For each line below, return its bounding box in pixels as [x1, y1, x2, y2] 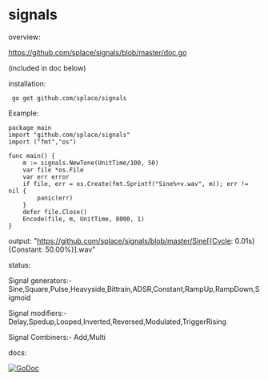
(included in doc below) [8, 63, 86, 73]
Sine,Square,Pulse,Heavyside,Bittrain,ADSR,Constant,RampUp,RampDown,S [8, 284, 260, 293]
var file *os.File [22, 166, 84, 174]
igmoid [8, 293, 31, 302]
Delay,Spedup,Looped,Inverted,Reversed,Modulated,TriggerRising [8, 317, 226, 326]
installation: [8, 79, 46, 88]
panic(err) [37, 194, 74, 202]
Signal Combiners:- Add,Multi [8, 332, 106, 342]
